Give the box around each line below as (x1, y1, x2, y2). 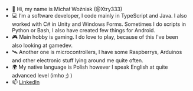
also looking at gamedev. (11, 42, 73, 49)
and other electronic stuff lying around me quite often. (11, 57, 143, 64)
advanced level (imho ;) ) (11, 72, 73, 79)
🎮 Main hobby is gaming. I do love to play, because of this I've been (11, 33, 178, 41)
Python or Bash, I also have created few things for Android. (11, 27, 155, 33)
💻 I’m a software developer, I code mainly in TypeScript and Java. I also (11, 12, 187, 19)
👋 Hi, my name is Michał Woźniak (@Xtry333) (11, 6, 123, 12)
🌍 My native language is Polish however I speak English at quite (11, 63, 168, 70)
